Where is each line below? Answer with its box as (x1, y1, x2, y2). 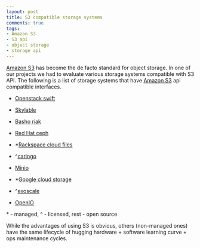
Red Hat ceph (14, 129, 49, 136)
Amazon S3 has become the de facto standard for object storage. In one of (6, 64, 191, 71)
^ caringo (14, 152, 37, 160)
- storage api (6, 48, 42, 54)
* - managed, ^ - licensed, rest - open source (6, 210, 118, 218)
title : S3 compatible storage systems (6, 14, 103, 20)
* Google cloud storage (14, 176, 72, 183)
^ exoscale (14, 187, 40, 194)
